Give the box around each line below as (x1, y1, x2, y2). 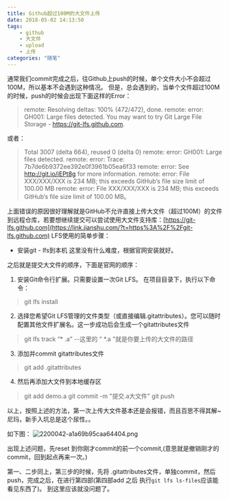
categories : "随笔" (7, 55, 61, 62)
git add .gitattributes (23, 363, 82, 371)
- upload (19, 42, 45, 49)
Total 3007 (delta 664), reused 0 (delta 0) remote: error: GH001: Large (23, 148, 223, 156)
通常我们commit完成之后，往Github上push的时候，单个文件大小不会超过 (7, 74, 211, 82)
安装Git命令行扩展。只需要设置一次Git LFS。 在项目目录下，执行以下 (16, 275, 210, 283)
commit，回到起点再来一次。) (7, 452, 88, 461)
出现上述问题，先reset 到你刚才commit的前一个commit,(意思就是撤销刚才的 (7, 444, 219, 452)
